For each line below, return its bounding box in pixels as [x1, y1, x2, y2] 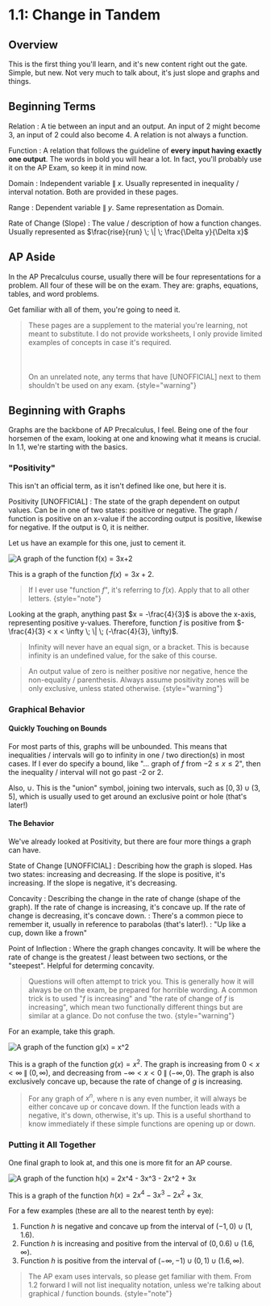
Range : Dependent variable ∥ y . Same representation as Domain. [8, 202, 224, 212]
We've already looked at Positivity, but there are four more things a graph [8, 836, 251, 846]
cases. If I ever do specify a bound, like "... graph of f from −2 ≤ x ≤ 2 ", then [8, 758, 261, 769]
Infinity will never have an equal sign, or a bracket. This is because [27, 642, 250, 651]
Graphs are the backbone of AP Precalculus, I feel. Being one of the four [8, 425, 248, 435]
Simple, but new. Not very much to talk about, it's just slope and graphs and [8, 68, 260, 78]
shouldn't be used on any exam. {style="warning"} [27, 380, 197, 390]
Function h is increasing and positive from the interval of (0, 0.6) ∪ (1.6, [19, 1239, 255, 1249]
